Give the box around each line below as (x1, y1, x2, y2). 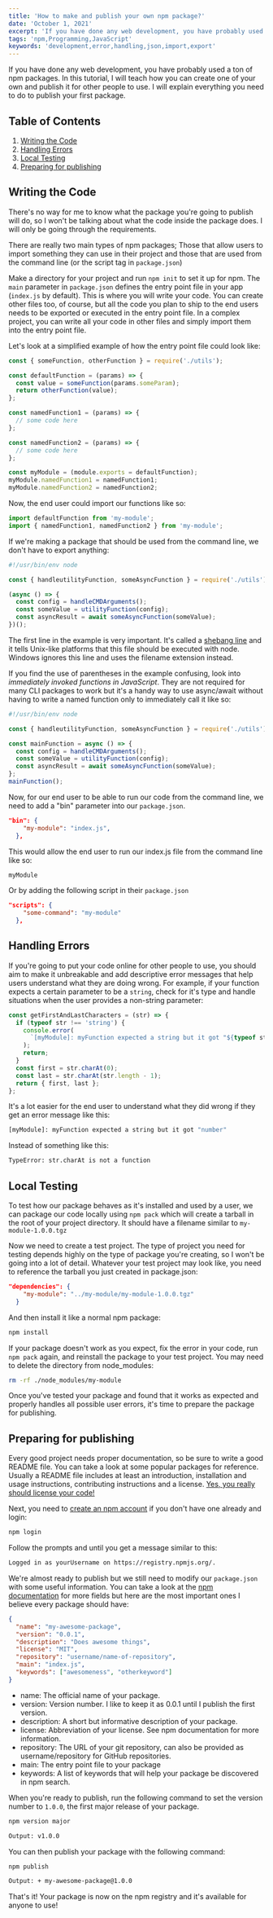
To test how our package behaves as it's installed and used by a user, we (8, 1201, 253, 1210)
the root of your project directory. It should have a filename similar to (8, 1218, 238, 1227)
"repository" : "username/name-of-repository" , (15, 1653, 176, 1661)
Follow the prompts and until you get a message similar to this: (8, 1543, 218, 1553)
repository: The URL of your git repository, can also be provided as (19, 1742, 244, 1752)
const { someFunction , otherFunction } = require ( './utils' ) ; (8, 356, 223, 365)
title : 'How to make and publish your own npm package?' (8, 11, 206, 20)
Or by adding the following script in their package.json (8, 886, 189, 895)
